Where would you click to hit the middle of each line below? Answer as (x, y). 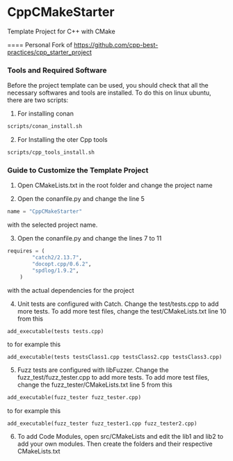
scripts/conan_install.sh (45, 127)
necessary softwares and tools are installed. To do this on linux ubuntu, (109, 93)
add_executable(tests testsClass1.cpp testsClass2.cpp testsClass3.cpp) (115, 357)
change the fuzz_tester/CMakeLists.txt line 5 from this (95, 385)
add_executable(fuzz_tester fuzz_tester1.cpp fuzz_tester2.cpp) (102, 424)
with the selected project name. (53, 225)
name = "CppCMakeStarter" (45, 212)
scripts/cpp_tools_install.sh (51, 153)
